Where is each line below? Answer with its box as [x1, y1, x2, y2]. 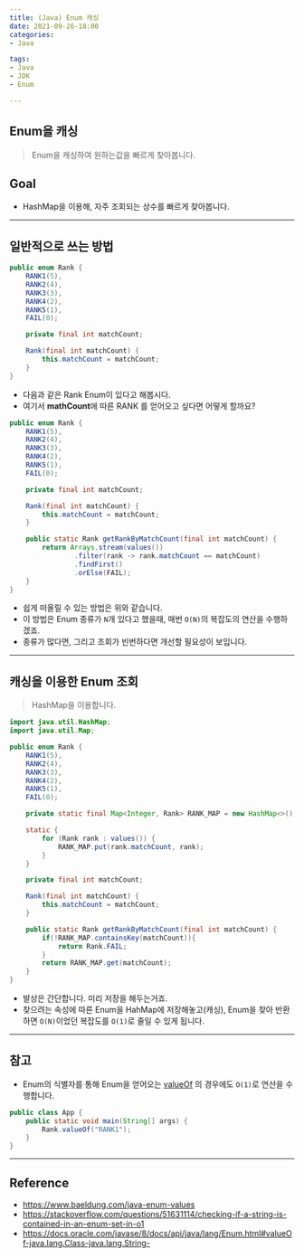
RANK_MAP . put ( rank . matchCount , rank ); [57, 842, 204, 851]
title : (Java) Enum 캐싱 [9, 13, 100, 23]
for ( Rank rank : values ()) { [42, 834, 156, 843]
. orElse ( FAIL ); [73, 568, 131, 577]
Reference [9, 1175, 70, 1190]
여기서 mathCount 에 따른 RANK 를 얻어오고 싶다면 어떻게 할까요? [22, 400, 256, 411]
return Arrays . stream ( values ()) [42, 543, 165, 553]
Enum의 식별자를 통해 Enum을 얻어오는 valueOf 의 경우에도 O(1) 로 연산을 [22, 1078, 284, 1090]
